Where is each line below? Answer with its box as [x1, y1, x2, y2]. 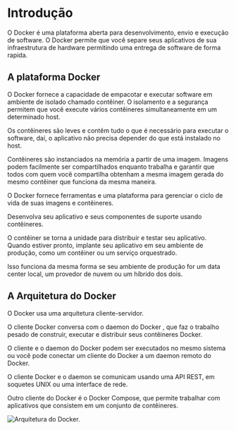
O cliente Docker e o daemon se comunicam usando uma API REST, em [7, 372, 215, 381]
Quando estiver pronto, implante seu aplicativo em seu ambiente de [7, 241, 204, 249]
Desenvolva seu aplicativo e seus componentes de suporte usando [7, 212, 202, 220]
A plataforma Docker [7, 71, 101, 83]
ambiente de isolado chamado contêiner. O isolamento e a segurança [7, 97, 209, 106]
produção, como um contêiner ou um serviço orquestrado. [7, 249, 178, 257]
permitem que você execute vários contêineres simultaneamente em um [7, 104, 217, 114]
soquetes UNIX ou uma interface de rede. [7, 380, 128, 388]
